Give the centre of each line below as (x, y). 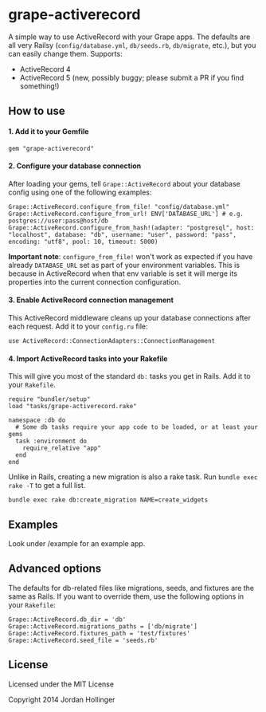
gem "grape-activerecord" (51, 148)
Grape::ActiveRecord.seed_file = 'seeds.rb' (83, 640)
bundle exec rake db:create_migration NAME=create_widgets (108, 500)
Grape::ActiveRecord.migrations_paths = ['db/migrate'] (103, 626)
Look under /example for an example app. (77, 543)
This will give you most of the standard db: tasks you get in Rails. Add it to (129, 376)
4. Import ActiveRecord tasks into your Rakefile (88, 358)
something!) (39, 86)
